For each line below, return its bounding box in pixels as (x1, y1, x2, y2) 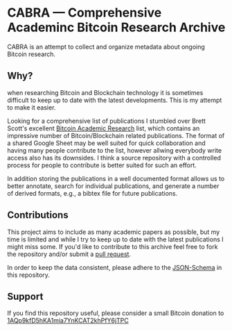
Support (7, 290, 44, 303)
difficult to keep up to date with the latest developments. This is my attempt (7, 96, 222, 104)
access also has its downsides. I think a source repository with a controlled (7, 153, 222, 162)
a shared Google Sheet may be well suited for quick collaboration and (7, 139, 206, 147)
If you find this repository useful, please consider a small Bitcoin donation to (7, 309, 224, 317)
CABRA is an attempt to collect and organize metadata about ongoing (7, 42, 206, 51)
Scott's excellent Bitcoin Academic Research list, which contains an (7, 124, 200, 133)
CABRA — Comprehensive (7, 5, 162, 21)
